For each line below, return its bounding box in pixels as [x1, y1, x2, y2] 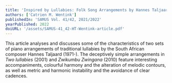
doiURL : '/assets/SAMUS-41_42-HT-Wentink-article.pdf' [5, 26, 125, 32]
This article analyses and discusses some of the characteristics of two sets [5, 40, 164, 46]
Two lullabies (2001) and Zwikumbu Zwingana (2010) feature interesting [5, 57, 158, 63]
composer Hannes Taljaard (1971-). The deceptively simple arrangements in [5, 51, 165, 58]
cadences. [5, 73, 28, 79]
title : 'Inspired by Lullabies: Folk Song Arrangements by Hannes [5, 7, 150, 13]
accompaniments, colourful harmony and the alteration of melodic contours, [5, 62, 166, 68]
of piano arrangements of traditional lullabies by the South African [5, 46, 145, 52]
